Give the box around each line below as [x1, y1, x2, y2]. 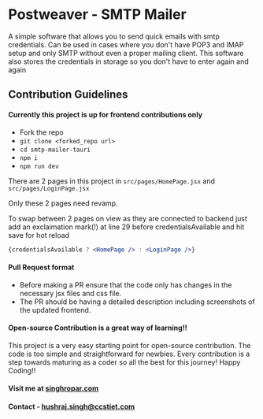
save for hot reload [8, 230, 69, 239]
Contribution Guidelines [8, 88, 128, 102]
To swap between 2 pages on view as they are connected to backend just [8, 213, 248, 223]
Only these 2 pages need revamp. [8, 198, 118, 208]
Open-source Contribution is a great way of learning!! [8, 323, 187, 332]
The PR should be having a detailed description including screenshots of [19, 297, 256, 306]
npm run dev [19, 162, 59, 170]
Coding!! [8, 365, 36, 375]
